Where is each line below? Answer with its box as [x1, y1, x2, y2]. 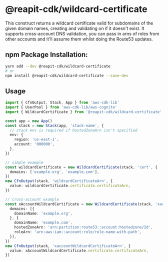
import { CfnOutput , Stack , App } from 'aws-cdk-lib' [5, 100, 120, 105]
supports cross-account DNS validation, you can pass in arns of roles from [5, 30, 159, 36]
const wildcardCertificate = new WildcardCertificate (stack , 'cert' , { [5, 164, 157, 169]
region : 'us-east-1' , [14, 137, 59, 142]
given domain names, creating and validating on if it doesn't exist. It [5, 25, 144, 31]
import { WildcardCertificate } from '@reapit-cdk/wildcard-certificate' [5, 109, 162, 114]
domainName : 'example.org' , [14, 211, 72, 216]
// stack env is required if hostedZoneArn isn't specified [9, 127, 137, 133]
